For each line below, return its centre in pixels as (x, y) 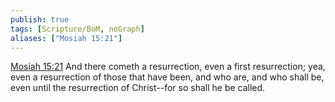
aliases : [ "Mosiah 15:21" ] (66, 38)
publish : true (40, 19)
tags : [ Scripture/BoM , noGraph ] (77, 29)
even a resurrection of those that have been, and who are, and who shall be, (167, 77)
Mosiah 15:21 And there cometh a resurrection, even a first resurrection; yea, (168, 67)
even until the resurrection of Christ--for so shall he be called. (138, 88)
